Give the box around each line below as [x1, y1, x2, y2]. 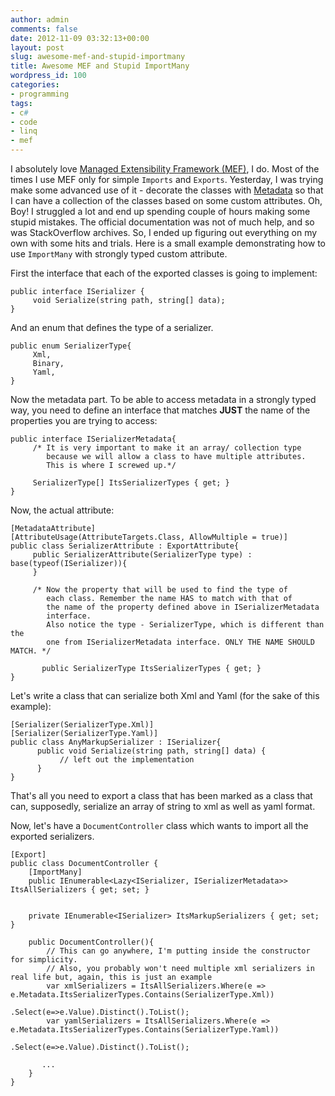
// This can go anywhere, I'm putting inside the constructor [46, 946, 311, 956]
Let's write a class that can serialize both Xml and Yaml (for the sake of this [10, 690, 320, 701]
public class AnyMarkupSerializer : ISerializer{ [10, 737, 222, 747]
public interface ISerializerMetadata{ [10, 434, 177, 444]
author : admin [10, 14, 70, 25]
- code [10, 117, 38, 127]
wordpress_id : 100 [10, 71, 87, 81]
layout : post [10, 42, 65, 53]
